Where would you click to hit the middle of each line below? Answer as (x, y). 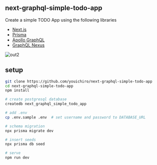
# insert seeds (21, 139)
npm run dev (17, 158)
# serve (13, 153)
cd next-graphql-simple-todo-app (39, 86)
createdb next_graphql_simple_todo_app (46, 104)
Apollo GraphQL (28, 40)
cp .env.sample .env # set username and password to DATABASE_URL (76, 117)
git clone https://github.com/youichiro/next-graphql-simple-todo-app (79, 81)
